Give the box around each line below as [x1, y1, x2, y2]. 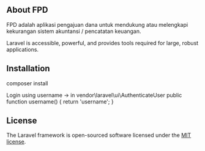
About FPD [6, 5, 48, 15]
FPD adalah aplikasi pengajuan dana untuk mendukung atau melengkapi [6, 21, 188, 28]
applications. [6, 46, 39, 53]
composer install [6, 79, 48, 87]
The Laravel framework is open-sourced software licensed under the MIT [6, 132, 192, 139]
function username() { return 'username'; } [6, 97, 114, 105]
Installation [6, 63, 50, 74]
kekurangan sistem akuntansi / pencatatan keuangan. [6, 27, 142, 35]
